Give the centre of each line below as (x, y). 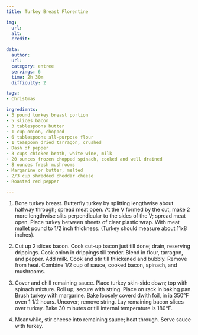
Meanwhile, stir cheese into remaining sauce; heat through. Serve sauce (103, 320)
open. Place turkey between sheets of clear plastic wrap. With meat (97, 222)
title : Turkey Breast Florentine (47, 12)
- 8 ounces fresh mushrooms (41, 165)
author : (21, 55)
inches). (25, 235)
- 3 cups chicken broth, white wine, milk (59, 154)
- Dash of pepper (27, 148)
